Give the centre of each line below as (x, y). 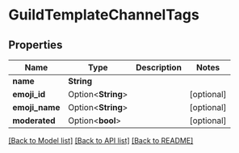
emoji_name (36, 107)
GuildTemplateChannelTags (104, 15)
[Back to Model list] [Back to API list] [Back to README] (101, 140)
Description (159, 68)
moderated (34, 121)
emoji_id (29, 94)
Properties (36, 45)
